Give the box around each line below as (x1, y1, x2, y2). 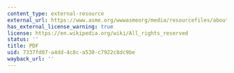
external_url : (7, 17, 49, 24)
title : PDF (7, 42, 39, 49)
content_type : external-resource (7, 10, 104, 17)
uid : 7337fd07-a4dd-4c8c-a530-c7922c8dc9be (7, 49, 136, 56)
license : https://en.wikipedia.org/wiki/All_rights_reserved (7, 29, 189, 37)
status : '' (7, 36, 39, 43)
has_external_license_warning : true (7, 23, 114, 30)
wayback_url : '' (7, 56, 54, 63)
